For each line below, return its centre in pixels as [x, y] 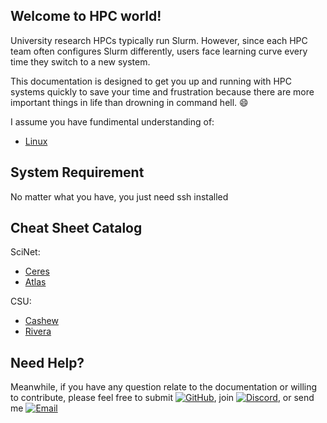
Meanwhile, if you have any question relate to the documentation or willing [164, 387]
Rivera [38, 331]
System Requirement [77, 172]
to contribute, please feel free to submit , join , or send [162, 398]
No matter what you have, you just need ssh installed [119, 196]
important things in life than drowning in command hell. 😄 [129, 102]
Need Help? [47, 362]
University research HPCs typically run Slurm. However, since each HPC [159, 40]
